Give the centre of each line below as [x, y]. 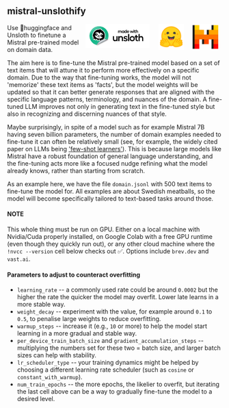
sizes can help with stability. [57, 355]
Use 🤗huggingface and [39, 27]
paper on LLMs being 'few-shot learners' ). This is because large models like [114, 149]
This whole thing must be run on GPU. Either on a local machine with [104, 229]
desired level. [36, 399]
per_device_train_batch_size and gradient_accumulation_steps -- [110, 341]
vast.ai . [19, 259]
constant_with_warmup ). [50, 377]
